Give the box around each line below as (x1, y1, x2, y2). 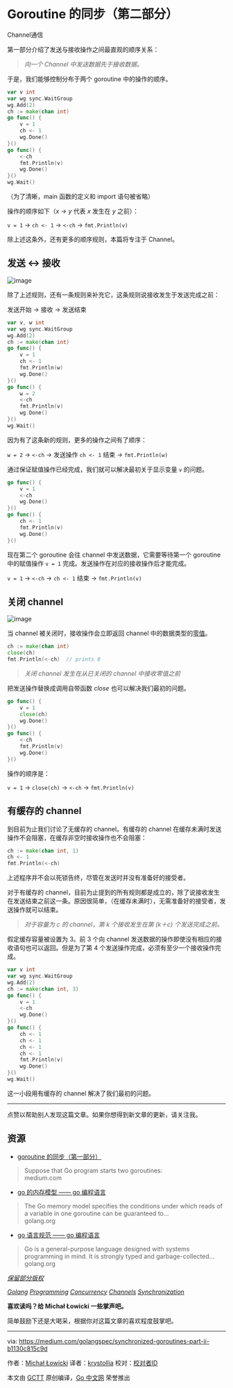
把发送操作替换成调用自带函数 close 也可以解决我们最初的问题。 (7, 684, 191, 692)
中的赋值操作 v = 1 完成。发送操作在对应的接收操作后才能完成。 (7, 559, 191, 567)
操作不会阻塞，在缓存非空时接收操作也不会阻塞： (7, 833, 147, 842)
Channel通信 (7, 31, 44, 39)
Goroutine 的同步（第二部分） (7, 6, 179, 22)
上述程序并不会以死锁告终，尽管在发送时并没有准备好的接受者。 (7, 874, 189, 882)
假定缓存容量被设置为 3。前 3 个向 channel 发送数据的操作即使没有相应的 (7, 935, 216, 944)
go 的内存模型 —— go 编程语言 (17, 1188, 106, 1196)
